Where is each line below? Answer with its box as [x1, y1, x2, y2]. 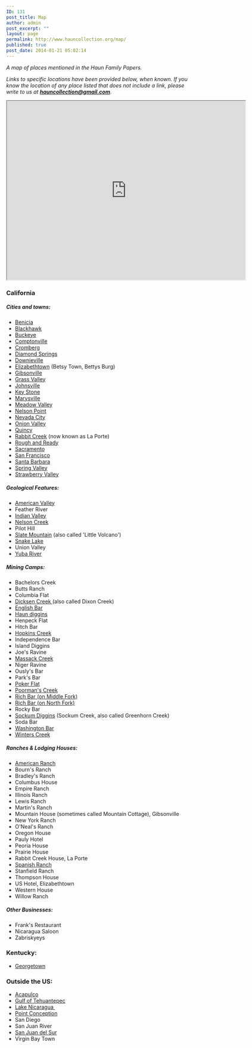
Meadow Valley [14, 401, 53, 408]
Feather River [14, 505, 48, 513]
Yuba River [14, 550, 42, 557]
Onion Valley [14, 420, 46, 427]
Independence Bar [14, 636, 61, 643]
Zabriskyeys [14, 934, 45, 941]
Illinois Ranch [14, 791, 48, 798]
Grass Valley [14, 375, 46, 382]
